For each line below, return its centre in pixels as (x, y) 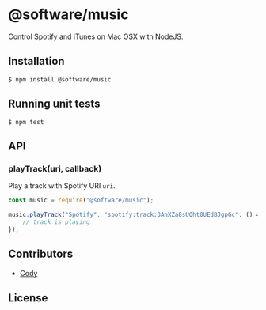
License (28, 298)
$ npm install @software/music (60, 79)
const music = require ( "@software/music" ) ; (81, 200)
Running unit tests (54, 104)
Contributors (41, 254)
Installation (36, 61)
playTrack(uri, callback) (55, 168)
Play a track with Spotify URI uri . (62, 186)
